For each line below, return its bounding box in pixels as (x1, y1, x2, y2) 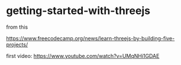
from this (6, 23, 28, 30)
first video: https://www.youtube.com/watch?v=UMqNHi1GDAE (6, 52, 160, 59)
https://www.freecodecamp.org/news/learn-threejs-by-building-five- (6, 35, 175, 42)
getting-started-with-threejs (6, 4, 151, 18)
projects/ (6, 41, 28, 48)
